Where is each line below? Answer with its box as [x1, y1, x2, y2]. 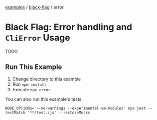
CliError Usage [5, 32, 71, 44]
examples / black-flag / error [5, 4, 64, 10]
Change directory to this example [12, 76, 81, 82]
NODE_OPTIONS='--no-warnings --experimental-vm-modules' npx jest [5, 106, 146, 111]
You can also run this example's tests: [5, 96, 83, 102]
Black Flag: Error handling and [5, 22, 133, 33]
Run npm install [12, 81, 47, 87]
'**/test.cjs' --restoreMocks [27, 110, 91, 115]
